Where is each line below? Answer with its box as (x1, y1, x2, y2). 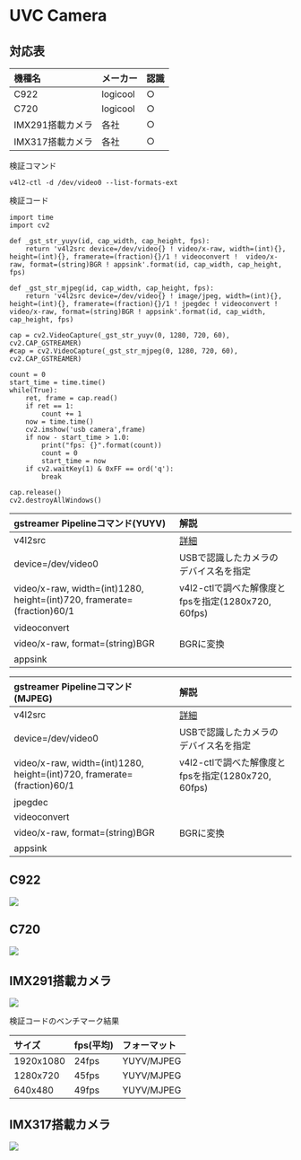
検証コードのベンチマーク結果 (9, 1015, 119, 1026)
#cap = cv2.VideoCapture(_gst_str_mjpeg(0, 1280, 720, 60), (9, 347, 239, 356)
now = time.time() (25, 417, 94, 426)
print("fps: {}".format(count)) (41, 441, 163, 450)
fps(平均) (73, 1039, 114, 1051)
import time (9, 213, 54, 222)
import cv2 (9, 221, 50, 230)
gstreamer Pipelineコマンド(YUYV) (13, 517, 167, 530)
